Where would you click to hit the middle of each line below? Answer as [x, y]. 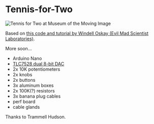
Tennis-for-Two [39, 9]
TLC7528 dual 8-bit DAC [39, 64]
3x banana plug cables [37, 96]
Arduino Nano [27, 58]
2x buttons [24, 80]
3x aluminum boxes [33, 85]
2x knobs [22, 74]
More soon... [19, 48]
